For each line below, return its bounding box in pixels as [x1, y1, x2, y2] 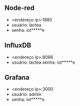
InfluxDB [4, 41, 32, 50]
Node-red [4, 4, 35, 12]
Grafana [4, 73, 30, 82]
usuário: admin [11, 91, 42, 97]
